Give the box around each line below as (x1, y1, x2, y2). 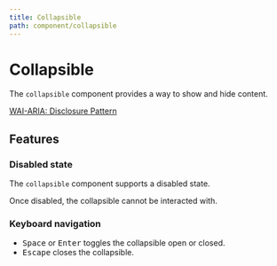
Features (9, 131, 59, 146)
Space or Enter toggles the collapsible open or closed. (21, 238, 226, 248)
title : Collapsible (9, 12, 82, 22)
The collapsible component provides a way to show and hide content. (9, 89, 268, 99)
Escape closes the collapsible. (21, 247, 135, 258)
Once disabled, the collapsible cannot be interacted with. (9, 196, 218, 207)
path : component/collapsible (9, 21, 117, 30)
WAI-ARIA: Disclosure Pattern (9, 106, 117, 116)
